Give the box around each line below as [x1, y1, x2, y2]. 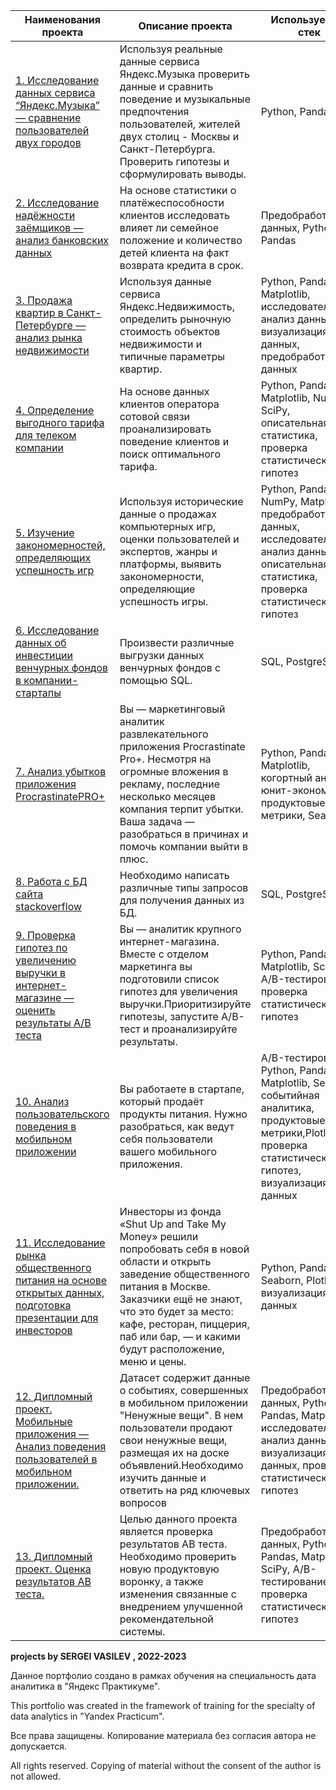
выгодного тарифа [15, 416, 105, 429]
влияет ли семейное [119, 221, 220, 234]
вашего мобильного [119, 1145, 218, 1158]
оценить [15, 1004, 56, 1017]
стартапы [15, 686, 62, 699]
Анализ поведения [15, 1440, 107, 1453]
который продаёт [119, 1095, 205, 1108]
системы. [119, 1625, 166, 1638]
